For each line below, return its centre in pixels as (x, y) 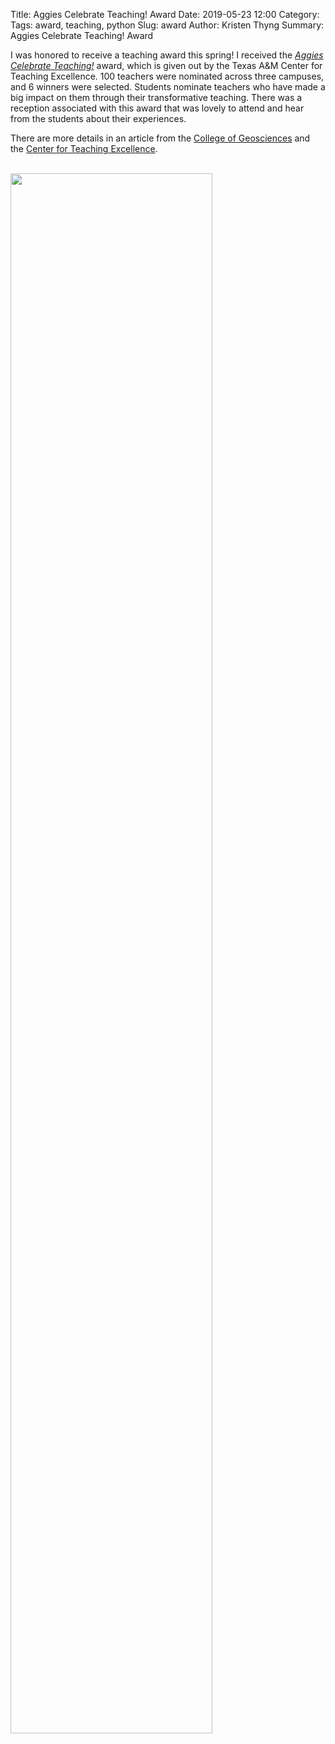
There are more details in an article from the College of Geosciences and (160, 138)
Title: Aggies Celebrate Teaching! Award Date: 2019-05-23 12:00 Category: (165, 14)
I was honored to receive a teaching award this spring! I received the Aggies (167, 55)
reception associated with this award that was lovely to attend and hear (157, 108)
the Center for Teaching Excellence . (84, 148)
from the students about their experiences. (98, 118)
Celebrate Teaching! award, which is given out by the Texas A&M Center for (166, 65)
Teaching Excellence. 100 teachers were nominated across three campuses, (167, 76)
